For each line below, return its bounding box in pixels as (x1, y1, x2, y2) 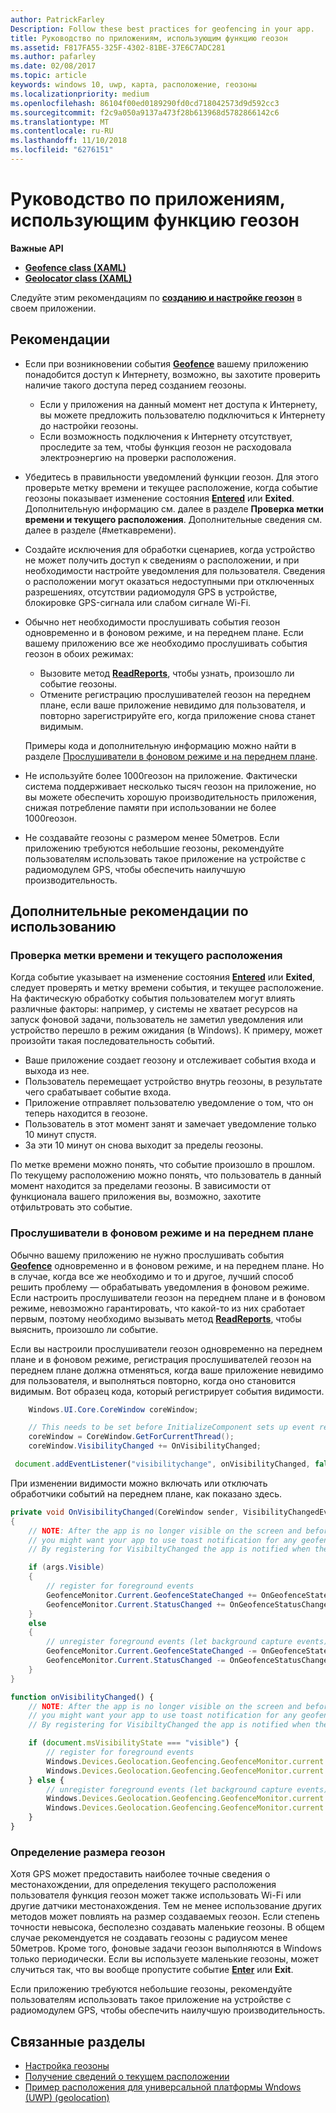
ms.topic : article (10, 71, 87, 81)
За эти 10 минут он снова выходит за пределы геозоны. (24, 1139, 264, 1151)
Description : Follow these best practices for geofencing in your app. (10, 24, 315, 34)
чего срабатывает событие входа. (24, 1086, 172, 1098)
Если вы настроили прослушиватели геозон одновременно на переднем (10, 1342, 323, 1355)
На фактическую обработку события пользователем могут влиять (10, 992, 296, 1005)
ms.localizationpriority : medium (10, 89, 150, 99)
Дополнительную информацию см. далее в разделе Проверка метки (24, 502, 325, 515)
